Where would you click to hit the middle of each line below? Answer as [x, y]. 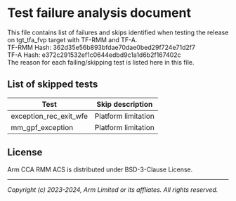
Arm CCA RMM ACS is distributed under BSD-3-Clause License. [100, 169]
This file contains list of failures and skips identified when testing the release [118, 32]
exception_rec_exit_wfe [50, 116]
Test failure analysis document [99, 13]
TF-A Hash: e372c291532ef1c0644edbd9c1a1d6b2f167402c [94, 55]
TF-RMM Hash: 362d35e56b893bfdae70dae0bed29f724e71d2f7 [101, 47]
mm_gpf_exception [42, 127]
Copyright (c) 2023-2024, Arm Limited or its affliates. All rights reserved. [113, 189]
